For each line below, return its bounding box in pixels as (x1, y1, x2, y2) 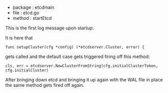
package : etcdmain (12, 5, 54, 10)
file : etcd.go (12, 10, 40, 16)
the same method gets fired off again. (5, 82, 85, 88)
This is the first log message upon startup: (5, 25, 94, 31)
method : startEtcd (12, 15, 52, 21)
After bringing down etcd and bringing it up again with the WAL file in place (5, 77, 163, 83)
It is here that (5, 35, 33, 41)
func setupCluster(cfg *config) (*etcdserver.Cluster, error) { (5, 45, 145, 50)
